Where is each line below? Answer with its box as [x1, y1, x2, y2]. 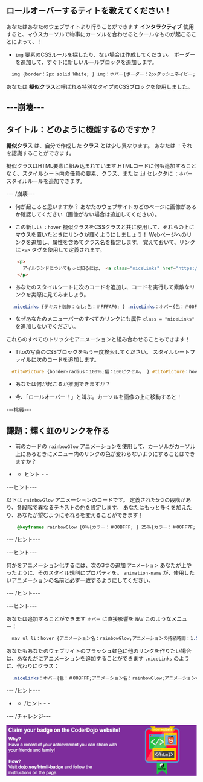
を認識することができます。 [6, 149, 75, 156]
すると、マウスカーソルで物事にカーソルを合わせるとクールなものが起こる [6, 30, 192, 37]
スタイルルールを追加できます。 [6, 177, 86, 184]
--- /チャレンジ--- [6, 712, 51, 720]
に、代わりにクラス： [6, 662, 59, 669]
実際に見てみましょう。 [31, 290, 89, 298]
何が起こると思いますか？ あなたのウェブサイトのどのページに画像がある [14, 203, 197, 210]
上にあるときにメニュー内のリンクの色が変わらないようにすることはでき [14, 450, 195, 458]
